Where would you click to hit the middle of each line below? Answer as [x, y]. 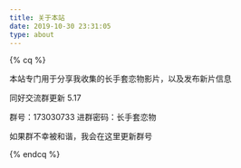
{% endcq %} [35, 154]
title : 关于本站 [37, 18]
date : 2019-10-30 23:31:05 [60, 26]
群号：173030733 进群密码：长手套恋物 [83, 117]
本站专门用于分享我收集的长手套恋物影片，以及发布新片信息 [120, 79]
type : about [32, 34]
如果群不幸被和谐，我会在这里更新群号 [81, 136]
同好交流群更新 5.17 [45, 98]
